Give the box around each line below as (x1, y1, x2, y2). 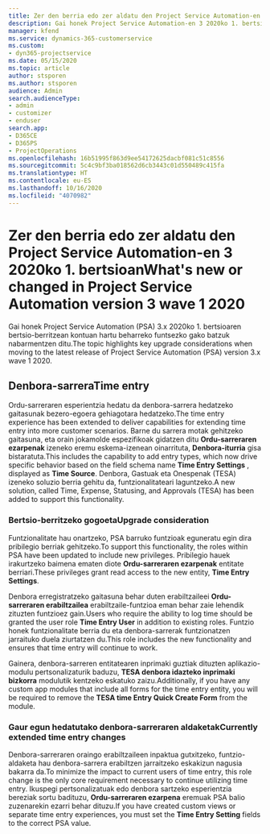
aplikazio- (227, 658, 261, 668)
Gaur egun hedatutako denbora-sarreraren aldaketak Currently (8, 721, 259, 732)
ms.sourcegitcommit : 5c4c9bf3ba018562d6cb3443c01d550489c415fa (8, 162, 225, 170)
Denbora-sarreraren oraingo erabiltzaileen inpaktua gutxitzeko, (8, 749, 218, 759)
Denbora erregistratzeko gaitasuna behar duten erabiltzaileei (8, 591, 210, 601)
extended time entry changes (8, 731, 126, 742)
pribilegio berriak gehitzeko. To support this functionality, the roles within (8, 541, 248, 551)
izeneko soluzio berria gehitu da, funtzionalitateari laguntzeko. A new (8, 477, 235, 488)
